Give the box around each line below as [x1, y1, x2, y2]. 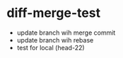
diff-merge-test [6, 5, 100, 21]
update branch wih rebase [16, 35, 94, 44]
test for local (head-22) [16, 43, 86, 52]
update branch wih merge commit [16, 28, 116, 37]
